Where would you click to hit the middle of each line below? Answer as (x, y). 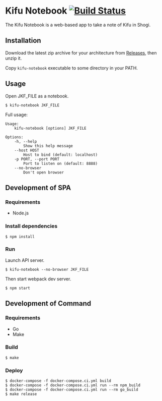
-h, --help (26, 141)
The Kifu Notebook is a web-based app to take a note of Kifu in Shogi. (78, 25)
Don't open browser (44, 172)
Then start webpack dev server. (38, 279)
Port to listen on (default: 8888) (61, 163)
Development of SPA (38, 187)
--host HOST (27, 150)
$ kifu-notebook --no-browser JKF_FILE (47, 269)
